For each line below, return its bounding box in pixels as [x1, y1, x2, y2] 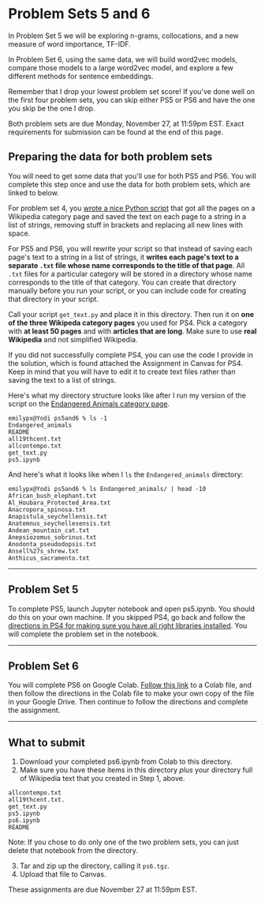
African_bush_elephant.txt [8, 492, 97, 500]
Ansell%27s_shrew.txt [8, 547, 80, 555]
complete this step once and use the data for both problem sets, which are [8, 179, 251, 189]
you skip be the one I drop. [8, 104, 95, 113]
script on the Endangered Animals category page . [8, 398, 170, 408]
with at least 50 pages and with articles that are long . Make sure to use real [8, 326, 257, 336]
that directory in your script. [8, 294, 99, 304]
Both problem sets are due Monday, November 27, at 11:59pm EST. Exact [8, 119, 244, 128]
